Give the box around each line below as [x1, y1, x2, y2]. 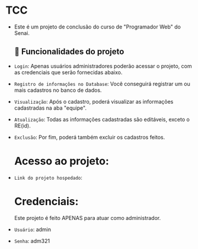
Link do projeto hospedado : [14, 174, 82, 181]
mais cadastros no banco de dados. [14, 87, 102, 94]
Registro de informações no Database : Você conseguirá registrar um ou [14, 80, 190, 87]
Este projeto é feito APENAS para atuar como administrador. [14, 214, 161, 221]
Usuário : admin [14, 226, 52, 233]
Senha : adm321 [14, 237, 50, 244]
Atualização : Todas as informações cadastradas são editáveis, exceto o [14, 116, 190, 123]
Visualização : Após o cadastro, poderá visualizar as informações [14, 98, 174, 105]
